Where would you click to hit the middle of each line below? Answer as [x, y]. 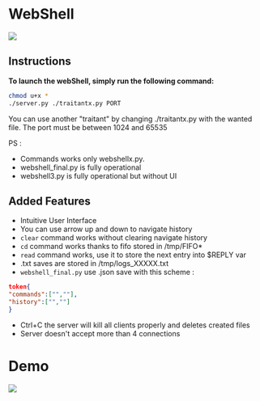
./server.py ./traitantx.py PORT [65, 103]
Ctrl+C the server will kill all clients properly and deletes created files [135, 325]
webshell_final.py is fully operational [81, 167]
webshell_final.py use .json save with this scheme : [107, 272]
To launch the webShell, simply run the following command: [111, 81]
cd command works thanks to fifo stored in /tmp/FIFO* [111, 247]
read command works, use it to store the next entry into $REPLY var [133, 255]
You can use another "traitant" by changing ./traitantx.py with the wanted [130, 119]
